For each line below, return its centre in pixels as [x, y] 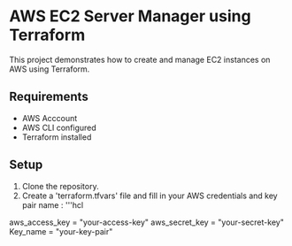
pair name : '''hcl [53, 204]
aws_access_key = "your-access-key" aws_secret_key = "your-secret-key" [147, 222]
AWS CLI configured [59, 127]
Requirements [49, 97]
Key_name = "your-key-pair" [61, 231]
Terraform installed [57, 137]
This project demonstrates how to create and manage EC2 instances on [140, 59]
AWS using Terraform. [50, 69]
